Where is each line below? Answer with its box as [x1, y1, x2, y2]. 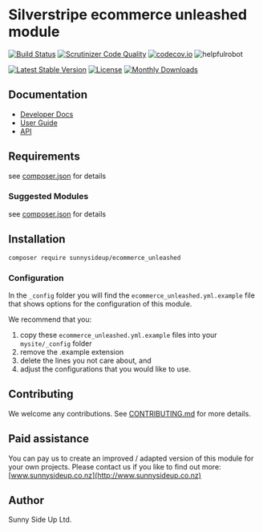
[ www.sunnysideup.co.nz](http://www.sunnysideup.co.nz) [8, 470, 202, 480]
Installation [8, 233, 66, 246]
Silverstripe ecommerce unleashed [8, 6, 247, 24]
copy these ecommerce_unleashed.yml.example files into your [19, 330, 218, 339]
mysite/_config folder [19, 339, 92, 348]
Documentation [8, 88, 88, 102]
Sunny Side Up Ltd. [8, 515, 72, 525]
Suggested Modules [8, 191, 89, 202]
